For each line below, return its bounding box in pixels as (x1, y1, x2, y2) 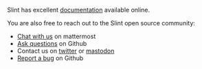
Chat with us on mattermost (16, 32, 96, 40)
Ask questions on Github (16, 40, 87, 47)
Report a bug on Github (16, 54, 84, 62)
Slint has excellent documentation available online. (7, 6, 150, 14)
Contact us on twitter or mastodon (16, 47, 115, 55)
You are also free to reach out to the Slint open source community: (7, 19, 196, 27)
